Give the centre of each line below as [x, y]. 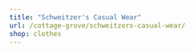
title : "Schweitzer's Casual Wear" [76, 17]
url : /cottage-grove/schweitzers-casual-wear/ [97, 26]
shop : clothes [36, 33]
